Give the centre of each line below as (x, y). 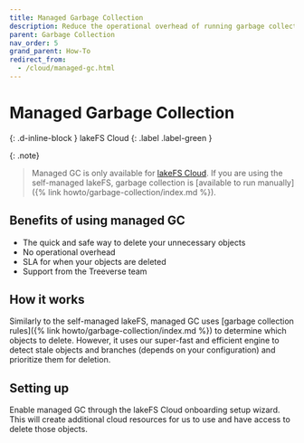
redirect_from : (38, 60)
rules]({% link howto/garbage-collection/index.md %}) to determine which (148, 331)
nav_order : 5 (34, 43)
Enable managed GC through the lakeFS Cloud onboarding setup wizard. (145, 410)
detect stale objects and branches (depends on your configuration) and (142, 350)
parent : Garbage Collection (62, 34)
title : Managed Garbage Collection (76, 18)
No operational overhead (69, 252)
